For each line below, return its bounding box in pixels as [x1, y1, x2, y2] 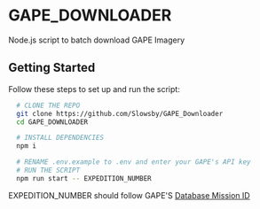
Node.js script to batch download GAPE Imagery [8, 35, 185, 45]
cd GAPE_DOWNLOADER [16, 117, 89, 127]
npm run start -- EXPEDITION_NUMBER [16, 174, 152, 182]
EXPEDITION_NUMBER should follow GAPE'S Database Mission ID [8, 190, 250, 200]
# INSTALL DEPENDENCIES [16, 134, 104, 143]
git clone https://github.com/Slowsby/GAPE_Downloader [16, 109, 224, 118]
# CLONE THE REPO [16, 101, 81, 110]
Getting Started [8, 60, 96, 75]
